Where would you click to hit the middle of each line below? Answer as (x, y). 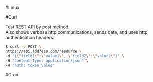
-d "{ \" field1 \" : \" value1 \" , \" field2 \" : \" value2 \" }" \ (65, 56)
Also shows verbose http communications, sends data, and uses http (76, 32)
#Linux (12, 7)
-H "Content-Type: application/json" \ (47, 61)
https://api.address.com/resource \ (43, 51)
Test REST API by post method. (37, 27)
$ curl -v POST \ (23, 47)
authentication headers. (30, 37)
